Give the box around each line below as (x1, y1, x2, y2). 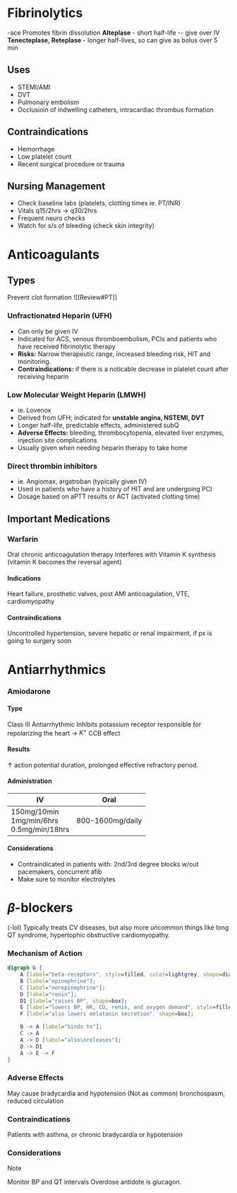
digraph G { (7, 964, 42, 971)
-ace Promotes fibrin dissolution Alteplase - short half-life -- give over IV (7, 28, 220, 37)
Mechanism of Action (7, 948, 83, 958)
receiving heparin (17, 372, 69, 380)
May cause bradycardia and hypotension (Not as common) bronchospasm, (7, 1089, 226, 1097)
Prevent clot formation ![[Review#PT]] (7, 293, 118, 302)
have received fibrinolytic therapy (17, 342, 116, 350)
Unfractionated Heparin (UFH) (7, 311, 113, 321)
